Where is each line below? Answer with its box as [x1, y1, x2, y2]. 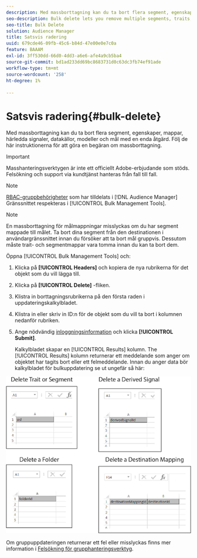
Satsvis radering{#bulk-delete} [6, 110, 161, 123]
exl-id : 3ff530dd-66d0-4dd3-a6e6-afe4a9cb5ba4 [6, 53, 122, 59]
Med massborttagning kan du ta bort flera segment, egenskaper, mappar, [6, 129, 184, 136]
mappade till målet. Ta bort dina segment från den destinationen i [6, 229, 164, 236]
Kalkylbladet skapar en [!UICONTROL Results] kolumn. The [14, 346, 157, 353]
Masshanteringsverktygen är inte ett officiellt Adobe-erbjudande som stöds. [6, 164, 190, 172]
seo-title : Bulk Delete [6, 22, 64, 28]
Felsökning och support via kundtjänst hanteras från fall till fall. [6, 171, 158, 178]
